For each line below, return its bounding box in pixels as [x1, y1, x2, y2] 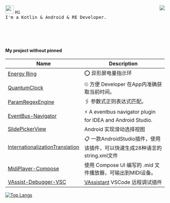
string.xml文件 [84, 152, 118, 159]
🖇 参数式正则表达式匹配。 [84, 98, 147, 105]
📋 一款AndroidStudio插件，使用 [84, 136, 161, 143]
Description [108, 60, 138, 67]
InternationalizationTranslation [8, 143, 79, 150]
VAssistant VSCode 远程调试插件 [84, 179, 162, 186]
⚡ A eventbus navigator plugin [84, 109, 156, 116]
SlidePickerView [8, 125, 47, 132]
